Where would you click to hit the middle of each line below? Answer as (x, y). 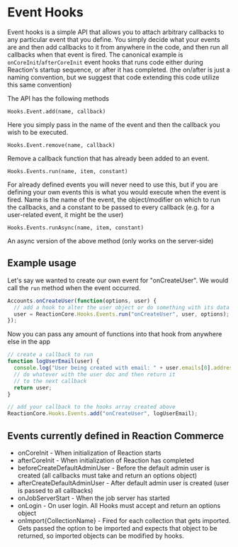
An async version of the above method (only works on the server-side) (110, 241)
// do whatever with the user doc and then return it (95, 374)
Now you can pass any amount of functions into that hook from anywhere (115, 334)
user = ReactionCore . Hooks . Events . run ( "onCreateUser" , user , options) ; (122, 314)
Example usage (42, 263)
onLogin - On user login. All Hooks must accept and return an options (119, 505)
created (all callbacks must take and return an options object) (107, 475)
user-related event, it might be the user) (66, 214)
